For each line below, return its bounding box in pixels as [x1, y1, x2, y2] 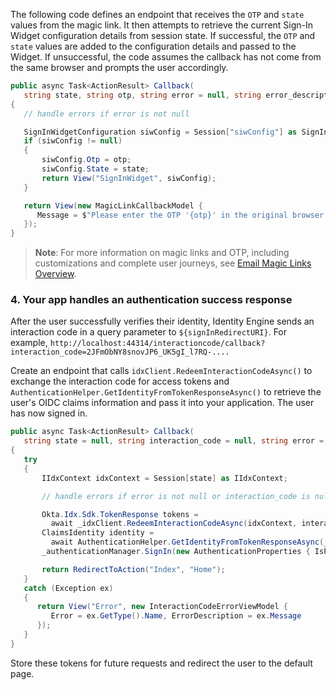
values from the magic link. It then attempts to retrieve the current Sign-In [10, 19, 314, 31]
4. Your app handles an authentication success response [10, 293, 293, 307]
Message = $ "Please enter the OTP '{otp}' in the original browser [36, 210, 325, 220]
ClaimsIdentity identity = [41, 528, 155, 538]
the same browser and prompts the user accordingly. [10, 62, 229, 73]
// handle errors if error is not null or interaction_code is [41, 491, 311, 501]
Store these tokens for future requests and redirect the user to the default [10, 657, 313, 669]
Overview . [34, 268, 77, 280]
